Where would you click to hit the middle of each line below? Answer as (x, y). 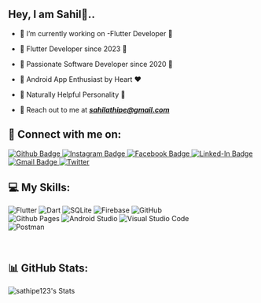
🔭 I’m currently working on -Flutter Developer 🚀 (96, 33)
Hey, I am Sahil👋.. (52, 15)
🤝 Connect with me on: (65, 135)
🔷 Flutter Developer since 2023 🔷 (73, 49)
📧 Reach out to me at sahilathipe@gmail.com (94, 109)
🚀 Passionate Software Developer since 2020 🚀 (96, 64)
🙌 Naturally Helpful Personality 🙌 (72, 94)
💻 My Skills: (39, 188)
